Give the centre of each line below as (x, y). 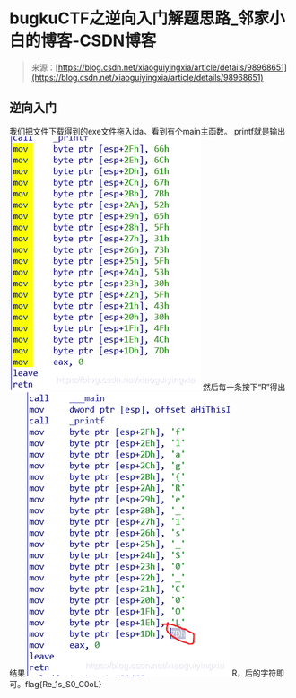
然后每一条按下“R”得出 (244, 387)
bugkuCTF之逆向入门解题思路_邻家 (139, 18)
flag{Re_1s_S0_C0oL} (63, 684)
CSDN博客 (118, 41)
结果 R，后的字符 (143, 673)
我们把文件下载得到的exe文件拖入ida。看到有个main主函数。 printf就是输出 (147, 131)
